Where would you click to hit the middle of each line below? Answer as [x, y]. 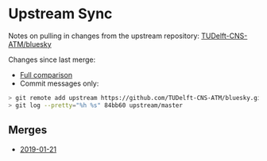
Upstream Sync [60, 14]
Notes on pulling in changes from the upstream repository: [104, 36]
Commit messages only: [59, 83]
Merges [28, 130]
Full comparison [46, 75]
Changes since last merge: [52, 59]
